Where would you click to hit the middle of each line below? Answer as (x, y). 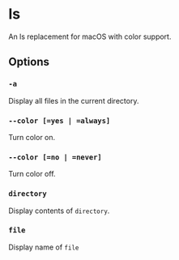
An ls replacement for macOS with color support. (90, 36)
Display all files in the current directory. (74, 100)
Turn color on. (32, 137)
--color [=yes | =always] (60, 121)
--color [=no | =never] (55, 157)
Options (29, 62)
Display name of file (44, 247)
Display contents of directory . (59, 211)
